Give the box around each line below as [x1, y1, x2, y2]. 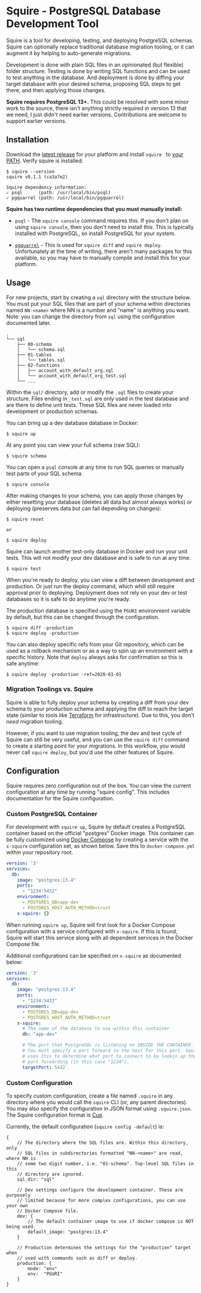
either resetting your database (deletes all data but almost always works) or [6, 498, 193, 505]
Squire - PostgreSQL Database [6, 4, 161, 18]
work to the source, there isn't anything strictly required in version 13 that [6, 104, 187, 111]
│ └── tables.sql [17, 357, 66, 363]
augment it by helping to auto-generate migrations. [6, 49, 132, 56]
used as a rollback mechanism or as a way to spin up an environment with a [6, 647, 193, 654]
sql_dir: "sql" [17, 1176, 55, 1182]
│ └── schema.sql [17, 346, 66, 352]
